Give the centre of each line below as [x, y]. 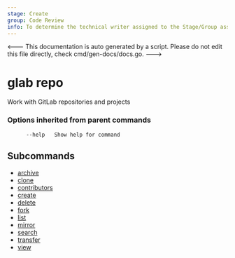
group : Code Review [36, 20]
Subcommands [41, 156]
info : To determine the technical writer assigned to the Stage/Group [112, 27]
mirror [26, 225]
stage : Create [28, 14]
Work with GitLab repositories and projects [69, 102]
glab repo [36, 82]
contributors [35, 188]
